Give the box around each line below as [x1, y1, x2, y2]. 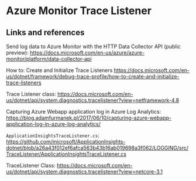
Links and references [6, 28, 85, 37]
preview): [6, 49, 29, 56]
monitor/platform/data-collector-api [6, 56, 92, 62]
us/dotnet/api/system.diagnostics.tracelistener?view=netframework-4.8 [6, 97, 180, 104]
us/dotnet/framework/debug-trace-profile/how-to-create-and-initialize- [6, 73, 180, 80]
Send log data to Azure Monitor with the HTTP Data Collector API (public [6, 43, 181, 50]
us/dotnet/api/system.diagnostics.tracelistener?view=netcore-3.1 [6, 168, 163, 175]
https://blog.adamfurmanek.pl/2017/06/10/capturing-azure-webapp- [6, 114, 172, 121]
